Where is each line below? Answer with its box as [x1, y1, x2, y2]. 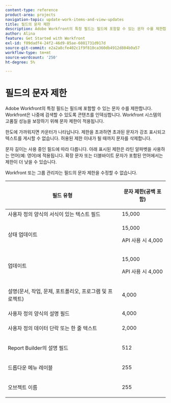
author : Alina [5, 31, 36, 36]
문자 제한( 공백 [124, 188, 156, 195]
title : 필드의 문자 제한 [5, 21, 51, 27]
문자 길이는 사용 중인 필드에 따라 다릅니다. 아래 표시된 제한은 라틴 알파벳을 [5, 146, 152, 152]
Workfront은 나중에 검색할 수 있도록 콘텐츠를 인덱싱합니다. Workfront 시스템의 [5, 112, 161, 118]
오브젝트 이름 [8, 384, 38, 391]
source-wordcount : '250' [5, 55, 58, 60]
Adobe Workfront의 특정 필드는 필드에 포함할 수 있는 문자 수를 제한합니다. [5, 105, 153, 112]
